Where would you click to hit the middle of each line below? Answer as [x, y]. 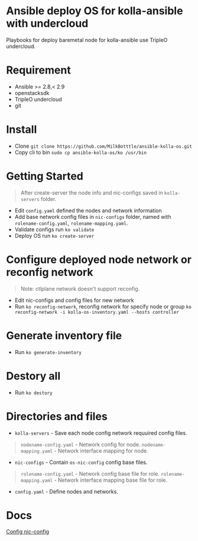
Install [22, 130]
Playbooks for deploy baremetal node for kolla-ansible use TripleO [87, 40]
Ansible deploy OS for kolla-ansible [95, 11]
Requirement [38, 70]
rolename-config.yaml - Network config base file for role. [90, 473]
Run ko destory [33, 392]
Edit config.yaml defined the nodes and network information [88, 210]
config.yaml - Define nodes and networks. [66, 491]
